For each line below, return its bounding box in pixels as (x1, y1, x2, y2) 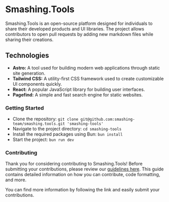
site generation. (12, 70, 46, 76)
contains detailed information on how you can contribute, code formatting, (5, 172, 160, 178)
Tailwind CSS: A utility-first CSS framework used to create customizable (12, 75, 164, 82)
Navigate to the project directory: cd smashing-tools (12, 126, 122, 132)
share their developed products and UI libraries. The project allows (5, 25, 144, 31)
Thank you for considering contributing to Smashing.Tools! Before (5, 161, 143, 167)
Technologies (5, 51, 50, 60)
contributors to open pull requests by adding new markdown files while (5, 31, 153, 37)
